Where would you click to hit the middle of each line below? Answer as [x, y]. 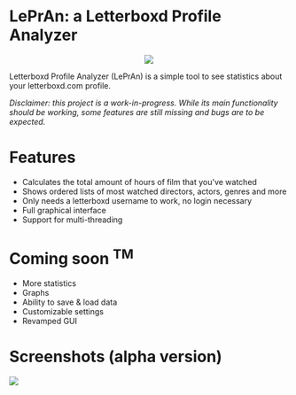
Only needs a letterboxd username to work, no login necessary [137, 200]
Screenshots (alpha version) [116, 357]
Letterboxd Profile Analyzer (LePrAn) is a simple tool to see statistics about [146, 76]
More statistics [49, 283]
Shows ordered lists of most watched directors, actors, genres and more [154, 191]
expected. [27, 121]
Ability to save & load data [70, 302]
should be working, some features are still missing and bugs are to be [137, 112]
